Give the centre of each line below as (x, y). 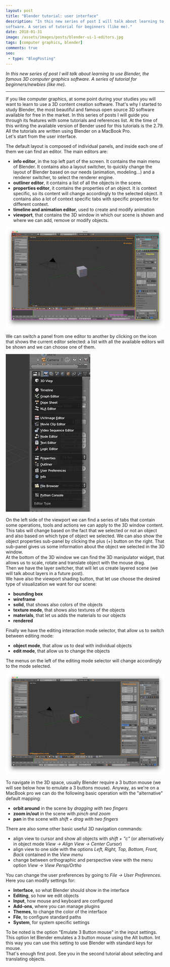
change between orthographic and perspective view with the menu (83, 860)
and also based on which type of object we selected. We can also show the (84, 536)
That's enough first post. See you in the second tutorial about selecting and (84, 954)
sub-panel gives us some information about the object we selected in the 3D (85, 547)
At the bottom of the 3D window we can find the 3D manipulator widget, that (85, 557)
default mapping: (23, 799)
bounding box (28, 594)
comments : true (22, 48)
